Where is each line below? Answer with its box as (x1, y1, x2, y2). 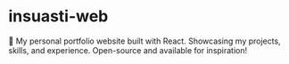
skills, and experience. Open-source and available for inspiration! (8, 44, 248, 55)
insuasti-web (8, 6, 109, 27)
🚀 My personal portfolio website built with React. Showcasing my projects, (8, 36, 282, 46)
